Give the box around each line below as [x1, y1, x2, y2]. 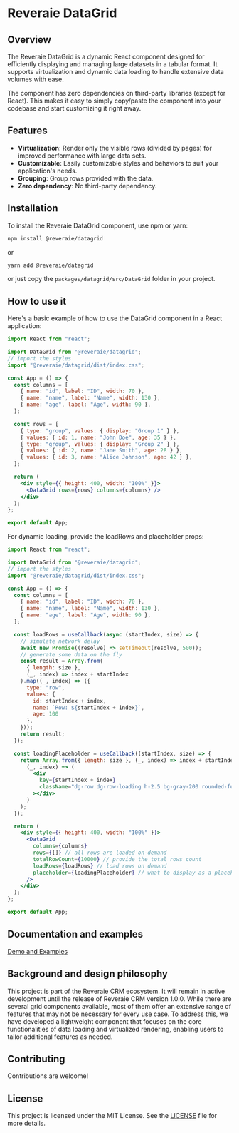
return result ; [20, 731, 65, 738]
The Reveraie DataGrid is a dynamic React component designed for [7, 52, 205, 61]
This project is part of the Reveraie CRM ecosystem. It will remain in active [7, 987, 225, 995]
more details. [7, 1119, 46, 1128]
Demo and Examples [7, 947, 68, 955]
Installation [7, 202, 58, 215]
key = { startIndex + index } [38, 776, 116, 784]
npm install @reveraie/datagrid [7, 235, 103, 242]
